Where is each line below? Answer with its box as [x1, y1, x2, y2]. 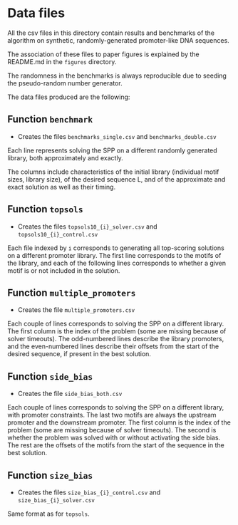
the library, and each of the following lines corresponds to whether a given [7, 259, 227, 267]
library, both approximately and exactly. [7, 153, 123, 162]
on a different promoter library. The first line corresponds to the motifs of [7, 251, 222, 259]
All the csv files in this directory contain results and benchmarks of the [7, 28, 215, 37]
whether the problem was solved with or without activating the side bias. [7, 433, 221, 442]
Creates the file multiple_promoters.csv [17, 306, 135, 314]
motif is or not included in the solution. [7, 266, 120, 275]
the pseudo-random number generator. [7, 78, 123, 87]
